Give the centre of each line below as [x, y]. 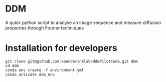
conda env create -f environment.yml [45, 70]
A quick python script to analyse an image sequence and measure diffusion [83, 22]
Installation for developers [61, 48]
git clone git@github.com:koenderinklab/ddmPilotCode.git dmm [71, 61]
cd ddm [12, 65]
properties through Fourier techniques [45, 27]
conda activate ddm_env [30, 74]
